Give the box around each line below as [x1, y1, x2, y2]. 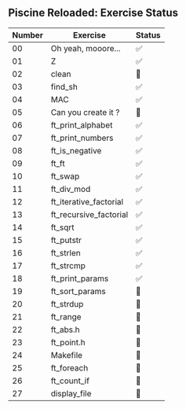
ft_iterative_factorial [50, 196, 124, 207]
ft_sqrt [50, 222, 75, 233]
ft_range [50, 311, 82, 322]
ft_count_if [50, 375, 90, 386]
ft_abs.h [50, 324, 80, 335]
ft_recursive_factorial [50, 208, 129, 219]
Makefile [50, 349, 83, 360]
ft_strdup [50, 298, 84, 309]
